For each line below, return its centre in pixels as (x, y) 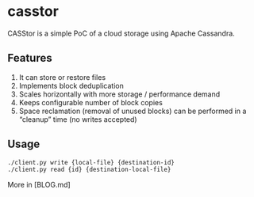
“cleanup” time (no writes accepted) (78, 119)
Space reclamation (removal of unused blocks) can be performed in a (133, 111)
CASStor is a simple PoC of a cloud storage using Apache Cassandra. (121, 33)
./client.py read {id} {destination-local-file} (89, 170)
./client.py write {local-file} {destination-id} (91, 162)
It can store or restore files (62, 77)
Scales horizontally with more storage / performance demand (119, 94)
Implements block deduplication (71, 85)
